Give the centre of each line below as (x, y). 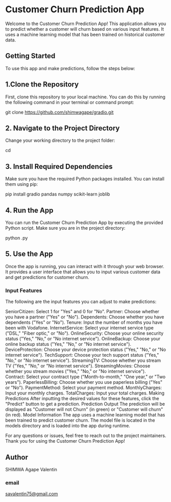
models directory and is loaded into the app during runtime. (68, 426)
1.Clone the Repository (42, 85)
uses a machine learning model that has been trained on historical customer (85, 34)
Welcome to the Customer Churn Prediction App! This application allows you (86, 24)
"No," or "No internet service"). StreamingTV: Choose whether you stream (83, 361)
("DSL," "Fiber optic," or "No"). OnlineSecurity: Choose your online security (84, 333)
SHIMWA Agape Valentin (31, 469)
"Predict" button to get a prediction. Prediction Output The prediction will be (85, 404)
